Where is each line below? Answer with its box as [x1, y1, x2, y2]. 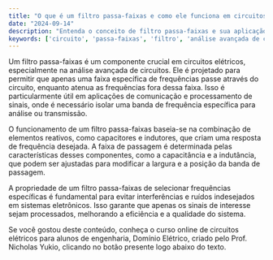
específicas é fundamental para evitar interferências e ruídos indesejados [8, 192, 255, 201]
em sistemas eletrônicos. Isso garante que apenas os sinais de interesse [8, 201, 251, 210]
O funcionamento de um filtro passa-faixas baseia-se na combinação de [8, 124, 251, 134]
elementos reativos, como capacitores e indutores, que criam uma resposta [8, 133, 262, 143]
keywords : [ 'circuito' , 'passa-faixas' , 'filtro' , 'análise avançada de [8, 34, 260, 43]
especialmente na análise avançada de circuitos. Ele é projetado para [8, 66, 241, 76]
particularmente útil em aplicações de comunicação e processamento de [8, 91, 253, 102]
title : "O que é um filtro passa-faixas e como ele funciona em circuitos [8, 11, 267, 20]
